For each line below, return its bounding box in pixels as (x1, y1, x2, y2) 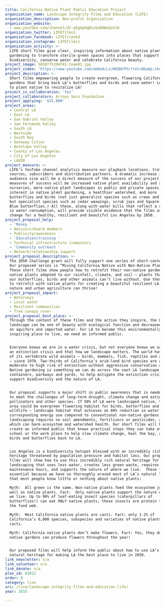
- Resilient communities (9, 304, 60, 309)
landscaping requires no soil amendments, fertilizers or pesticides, (9, 417, 157, 423)
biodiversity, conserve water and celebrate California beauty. (9, 58, 144, 62)
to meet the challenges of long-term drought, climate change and (9, 394, 148, 400)
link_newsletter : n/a (5, 557, 50, 562)
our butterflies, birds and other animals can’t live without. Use (9, 277, 151, 282)
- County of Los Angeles (9, 149, 60, 154)
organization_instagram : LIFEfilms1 (5, 39, 80, 44)
